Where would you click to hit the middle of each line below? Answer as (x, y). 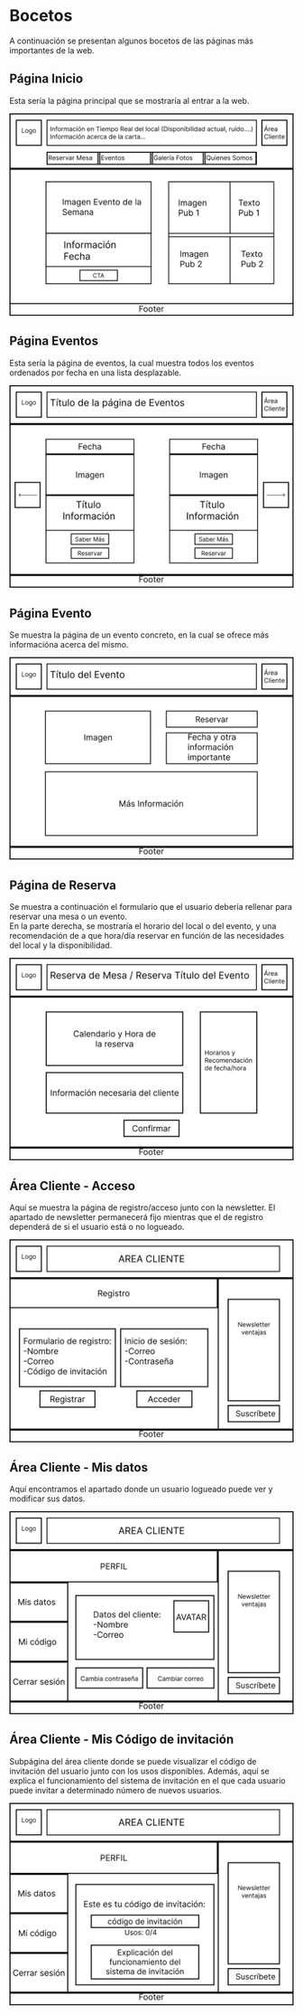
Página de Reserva (63, 885)
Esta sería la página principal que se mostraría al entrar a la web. (129, 100)
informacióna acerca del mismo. (69, 644)
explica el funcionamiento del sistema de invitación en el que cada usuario (147, 1780)
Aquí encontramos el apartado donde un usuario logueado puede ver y (141, 1490)
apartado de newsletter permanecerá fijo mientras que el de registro (137, 1217)
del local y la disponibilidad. (61, 945)
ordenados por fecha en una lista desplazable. (96, 373)
